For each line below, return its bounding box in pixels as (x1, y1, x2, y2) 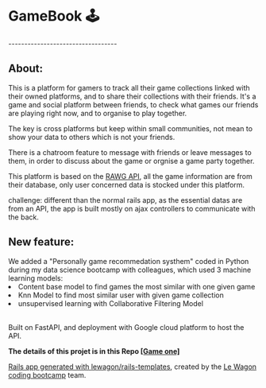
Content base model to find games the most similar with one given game (18, 281, 256, 291)
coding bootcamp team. (8, 370, 87, 379)
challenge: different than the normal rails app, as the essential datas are (8, 195, 243, 204)
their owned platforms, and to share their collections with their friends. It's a (8, 91, 256, 101)
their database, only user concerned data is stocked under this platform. (8, 180, 245, 189)
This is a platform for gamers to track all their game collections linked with (8, 83, 250, 92)
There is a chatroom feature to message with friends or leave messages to (8, 147, 252, 157)
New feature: (8, 235, 75, 249)
